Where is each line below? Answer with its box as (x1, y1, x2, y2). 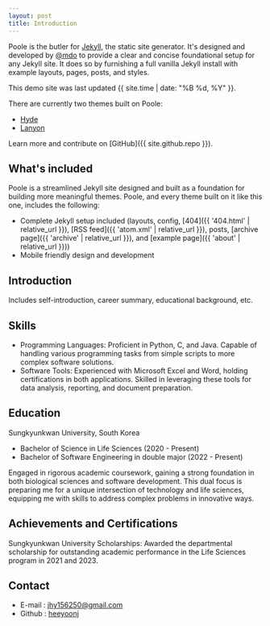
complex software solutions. (19, 357, 114, 367)
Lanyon (19, 123, 45, 132)
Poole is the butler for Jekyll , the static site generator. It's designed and (8, 41, 246, 51)
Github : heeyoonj (19, 609, 79, 619)
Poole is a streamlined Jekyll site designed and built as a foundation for (8, 183, 245, 193)
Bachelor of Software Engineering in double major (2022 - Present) (19, 452, 243, 461)
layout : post (8, 11, 52, 20)
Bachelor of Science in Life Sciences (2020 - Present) (19, 443, 200, 453)
